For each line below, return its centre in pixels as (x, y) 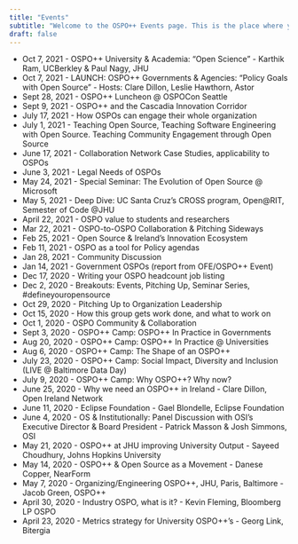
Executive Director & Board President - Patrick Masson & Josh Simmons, (154, 427)
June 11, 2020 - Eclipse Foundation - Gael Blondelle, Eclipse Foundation (153, 408)
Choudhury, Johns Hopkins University (91, 455)
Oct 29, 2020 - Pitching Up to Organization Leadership (122, 304)
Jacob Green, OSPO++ (64, 493)
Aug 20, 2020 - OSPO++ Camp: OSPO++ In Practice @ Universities (145, 342)
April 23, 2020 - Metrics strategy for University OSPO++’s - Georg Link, (153, 521)
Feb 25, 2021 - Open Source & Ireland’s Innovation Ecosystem (135, 238)
